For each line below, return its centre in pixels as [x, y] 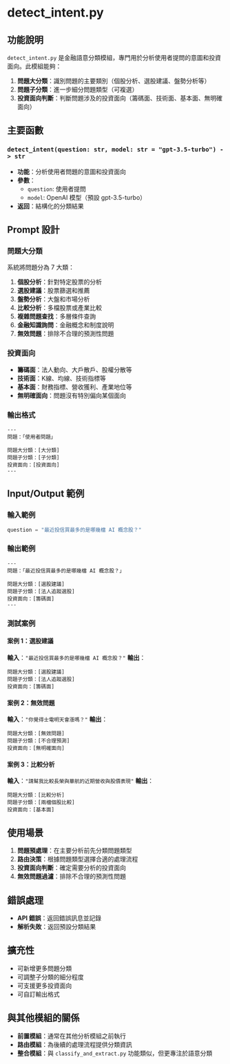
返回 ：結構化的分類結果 [50, 206]
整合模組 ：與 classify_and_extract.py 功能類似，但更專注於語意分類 [115, 1053]
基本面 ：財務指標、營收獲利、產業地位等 [74, 386]
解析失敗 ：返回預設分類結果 [56, 926]
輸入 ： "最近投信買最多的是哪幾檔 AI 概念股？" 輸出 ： [76, 657]
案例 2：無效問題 [31, 702]
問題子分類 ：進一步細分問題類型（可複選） [77, 90]
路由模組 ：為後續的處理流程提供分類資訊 [74, 1044]
